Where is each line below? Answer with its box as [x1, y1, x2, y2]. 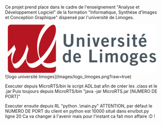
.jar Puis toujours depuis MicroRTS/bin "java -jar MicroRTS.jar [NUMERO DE [5, 88, 158, 94]
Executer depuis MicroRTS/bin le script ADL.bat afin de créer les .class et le [5, 83, 158, 89]
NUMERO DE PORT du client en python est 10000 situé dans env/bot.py [5, 108, 149, 114]
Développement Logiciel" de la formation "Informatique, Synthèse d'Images [5, 9, 157, 15]
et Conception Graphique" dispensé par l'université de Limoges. [5, 15, 134, 20]
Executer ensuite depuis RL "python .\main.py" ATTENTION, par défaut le [5, 103, 153, 109]
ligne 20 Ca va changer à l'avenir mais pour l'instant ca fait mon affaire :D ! [5, 113, 155, 119]
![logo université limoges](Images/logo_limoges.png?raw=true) [5, 74, 132, 80]
